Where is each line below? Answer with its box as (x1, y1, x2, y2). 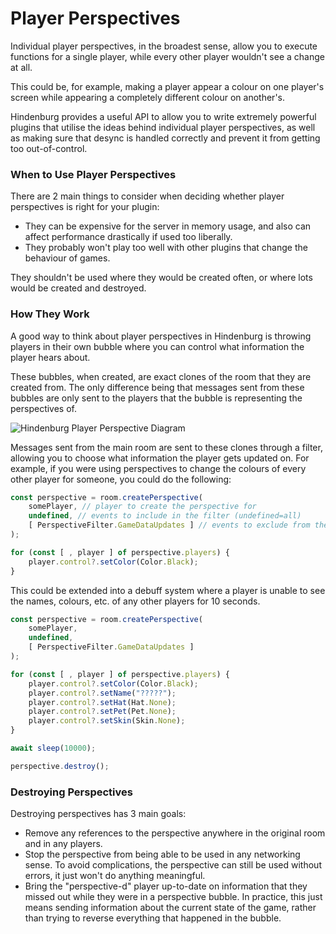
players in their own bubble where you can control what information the (10, 340, 305, 352)
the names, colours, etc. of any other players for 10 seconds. (10, 595, 261, 607)
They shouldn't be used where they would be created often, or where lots (10, 272, 313, 284)
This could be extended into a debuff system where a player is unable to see (10, 584, 326, 596)
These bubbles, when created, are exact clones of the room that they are (10, 370, 312, 382)
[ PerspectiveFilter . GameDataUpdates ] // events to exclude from (28, 520, 311, 531)
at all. (10, 61, 33, 73)
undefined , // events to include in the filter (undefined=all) (28, 511, 302, 521)
